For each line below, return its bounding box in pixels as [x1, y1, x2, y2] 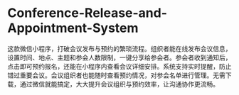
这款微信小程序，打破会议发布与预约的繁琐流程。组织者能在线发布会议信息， [7, 44, 232, 52]
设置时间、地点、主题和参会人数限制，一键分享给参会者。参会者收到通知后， [7, 53, 232, 62]
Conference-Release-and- [7, 5, 168, 21]
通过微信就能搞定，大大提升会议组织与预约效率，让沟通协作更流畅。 [19, 79, 219, 88]
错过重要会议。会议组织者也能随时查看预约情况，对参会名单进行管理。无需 [7, 71, 225, 79]
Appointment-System [7, 20, 139, 36]
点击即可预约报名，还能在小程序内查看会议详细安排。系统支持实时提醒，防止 [7, 62, 232, 70]
